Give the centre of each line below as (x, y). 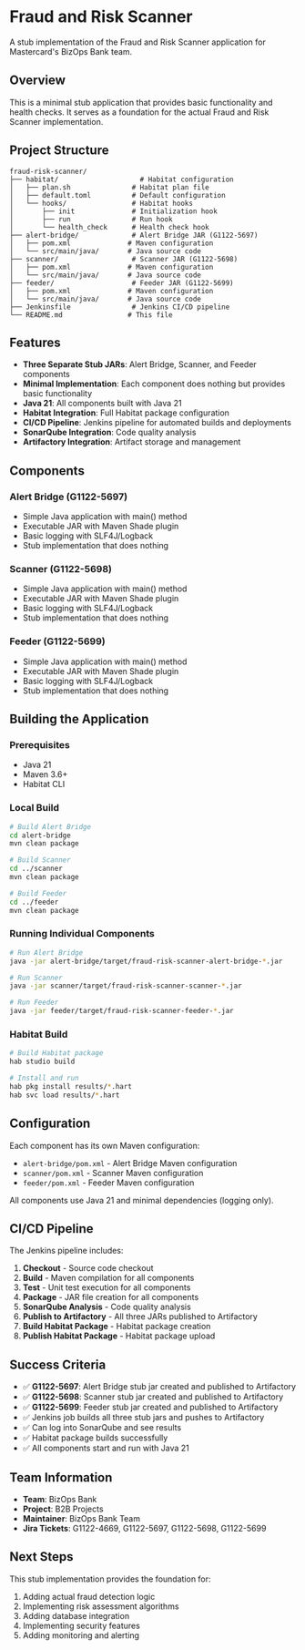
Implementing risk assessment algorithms (101, 1606)
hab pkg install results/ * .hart (71, 1086)
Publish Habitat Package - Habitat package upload (119, 1336)
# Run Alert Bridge (46, 953)
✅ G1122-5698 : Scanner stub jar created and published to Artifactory (153, 1397)
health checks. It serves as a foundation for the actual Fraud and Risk (139, 112)
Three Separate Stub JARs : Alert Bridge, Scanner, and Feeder (139, 364)
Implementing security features (81, 1625)
